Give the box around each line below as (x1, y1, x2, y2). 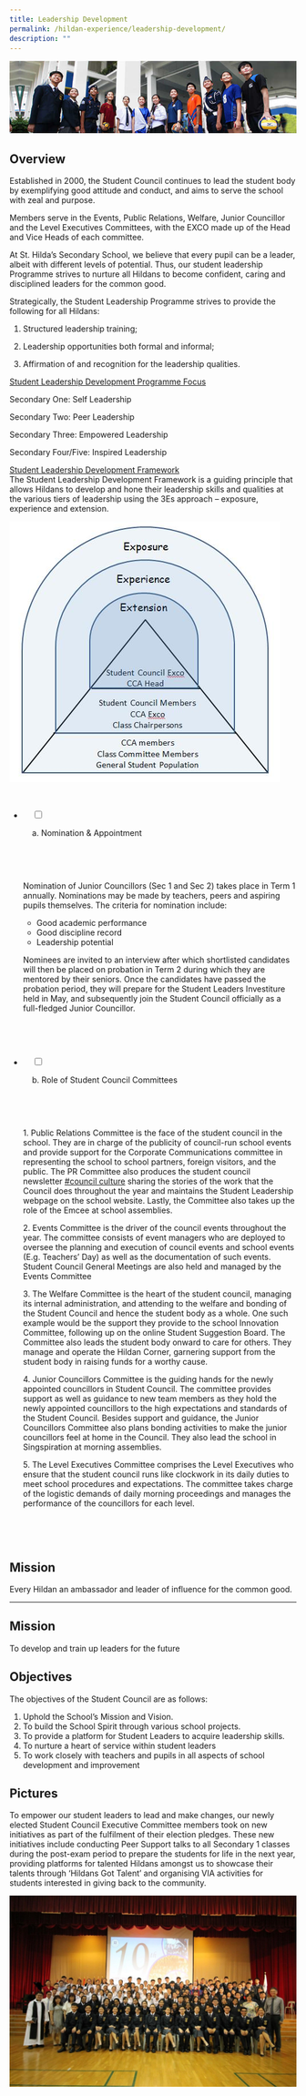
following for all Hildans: (9, 306, 100, 317)
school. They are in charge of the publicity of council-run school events (22, 1137, 291, 1148)
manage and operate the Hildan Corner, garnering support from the (22, 1347, 276, 1358)
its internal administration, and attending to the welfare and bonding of (22, 1298, 288, 1309)
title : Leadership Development (9, 15, 128, 24)
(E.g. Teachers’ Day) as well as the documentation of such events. (22, 1252, 271, 1263)
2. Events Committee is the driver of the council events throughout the (22, 1223, 287, 1234)
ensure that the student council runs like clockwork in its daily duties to (22, 1469, 290, 1480)
